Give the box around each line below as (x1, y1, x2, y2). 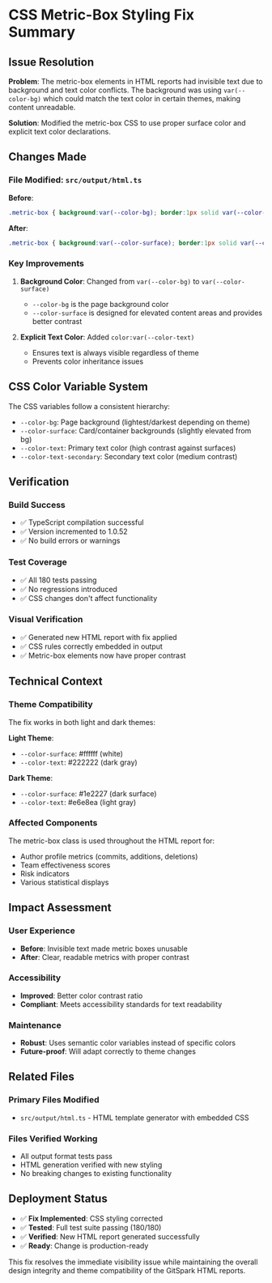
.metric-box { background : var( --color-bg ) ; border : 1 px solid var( (8, 208, 237, 216)
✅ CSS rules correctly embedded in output (19, 641, 164, 651)
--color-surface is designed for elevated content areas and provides (32, 308, 263, 318)
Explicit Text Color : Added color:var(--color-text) (19, 332, 195, 342)
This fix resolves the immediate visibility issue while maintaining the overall (8, 1257, 258, 1267)
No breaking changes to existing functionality (19, 1169, 172, 1179)
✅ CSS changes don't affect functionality (19, 593, 158, 603)
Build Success (8, 499, 66, 510)
